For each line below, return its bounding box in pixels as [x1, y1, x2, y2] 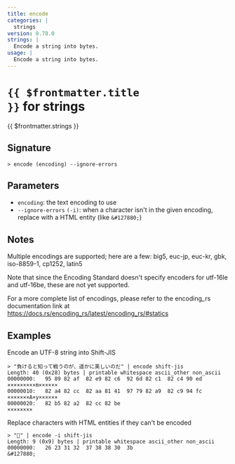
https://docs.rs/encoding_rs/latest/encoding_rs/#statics [7, 310, 169, 318]
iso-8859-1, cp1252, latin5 [7, 260, 83, 268]
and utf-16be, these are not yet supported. [7, 281, 130, 289]
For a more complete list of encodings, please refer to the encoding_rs [7, 294, 211, 303]
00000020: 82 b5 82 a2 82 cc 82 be [7, 399, 121, 407]
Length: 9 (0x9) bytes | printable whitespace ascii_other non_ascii [7, 438, 215, 445]
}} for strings [7, 98, 86, 114]
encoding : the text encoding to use [17, 198, 117, 207]
